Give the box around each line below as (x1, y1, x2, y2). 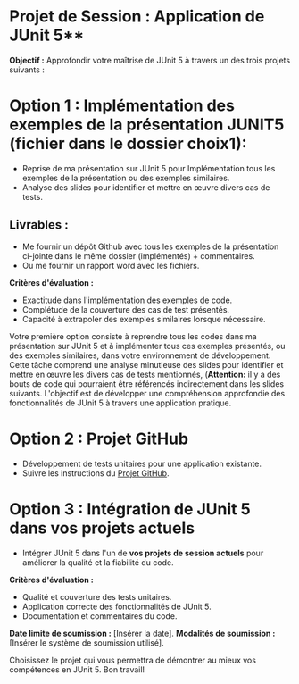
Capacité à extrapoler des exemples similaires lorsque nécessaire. (21, 313, 266, 324)
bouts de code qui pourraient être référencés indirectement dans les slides (9, 378, 284, 389)
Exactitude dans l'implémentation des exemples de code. (21, 295, 233, 305)
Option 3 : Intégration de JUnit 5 (9, 498, 252, 519)
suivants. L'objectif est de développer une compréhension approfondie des (9, 388, 286, 398)
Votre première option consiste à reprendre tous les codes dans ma (9, 330, 257, 341)
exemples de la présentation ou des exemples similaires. (21, 172, 230, 183)
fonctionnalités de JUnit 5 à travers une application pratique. (9, 397, 232, 408)
